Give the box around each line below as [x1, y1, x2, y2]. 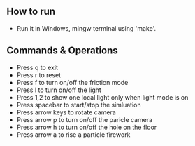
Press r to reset [16, 70, 61, 79]
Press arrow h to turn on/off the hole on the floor [16, 123, 157, 131]
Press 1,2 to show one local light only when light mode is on [16, 93, 189, 101]
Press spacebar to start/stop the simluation [16, 100, 141, 109]
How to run [6, 6, 56, 18]
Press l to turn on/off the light [16, 86, 102, 94]
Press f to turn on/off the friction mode [16, 78, 129, 86]
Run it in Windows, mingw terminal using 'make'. [16, 24, 157, 32]
